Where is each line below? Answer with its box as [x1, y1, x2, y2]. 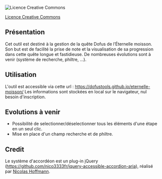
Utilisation [5, 71, 37, 79]
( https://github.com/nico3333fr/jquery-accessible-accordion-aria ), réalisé [5, 163, 153, 169]
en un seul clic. [12, 126, 43, 132]
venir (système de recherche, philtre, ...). [5, 56, 86, 62]
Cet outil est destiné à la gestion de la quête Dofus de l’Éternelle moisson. [5, 41, 152, 47]
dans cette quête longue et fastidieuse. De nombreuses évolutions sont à [5, 51, 151, 57]
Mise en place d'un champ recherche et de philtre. [12, 131, 113, 137]
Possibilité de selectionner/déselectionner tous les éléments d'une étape [12, 121, 158, 126]
